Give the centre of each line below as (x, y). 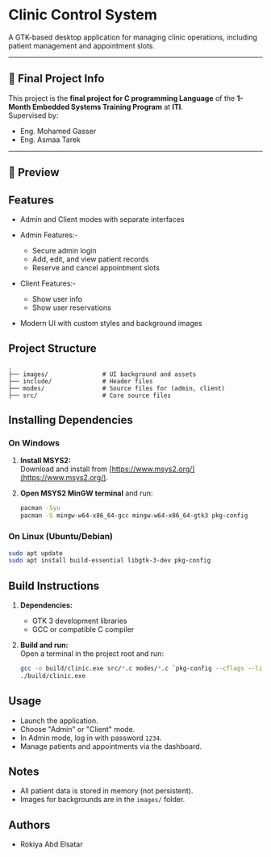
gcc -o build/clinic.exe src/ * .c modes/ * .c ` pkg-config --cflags (132, 669)
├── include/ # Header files (81, 381)
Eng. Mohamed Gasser (58, 131)
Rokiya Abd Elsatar (51, 844)
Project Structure (52, 349)
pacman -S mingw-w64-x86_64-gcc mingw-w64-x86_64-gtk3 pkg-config (134, 516)
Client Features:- (48, 283)
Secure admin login (64, 250)
